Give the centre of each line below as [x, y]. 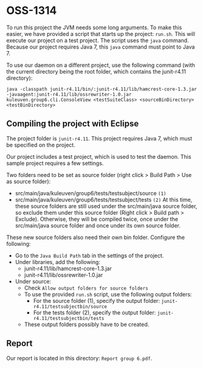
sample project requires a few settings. [55, 163]
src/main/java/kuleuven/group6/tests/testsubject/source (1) [91, 193]
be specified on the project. [41, 145]
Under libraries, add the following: [57, 262]
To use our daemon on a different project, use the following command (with [101, 65]
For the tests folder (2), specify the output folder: [95, 312]
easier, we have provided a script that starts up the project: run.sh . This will [101, 33]
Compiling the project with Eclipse [73, 124]
